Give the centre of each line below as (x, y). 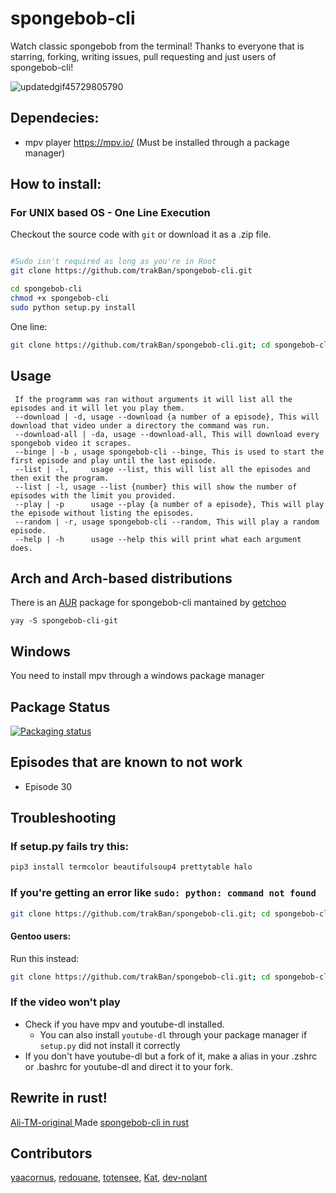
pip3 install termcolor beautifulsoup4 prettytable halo (131, 867)
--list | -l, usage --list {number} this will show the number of (156, 487)
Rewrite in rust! (59, 1098)
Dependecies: (55, 118)
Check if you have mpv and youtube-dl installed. (124, 1024)
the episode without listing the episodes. (102, 513)
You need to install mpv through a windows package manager (137, 676)
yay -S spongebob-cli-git (64, 621)
